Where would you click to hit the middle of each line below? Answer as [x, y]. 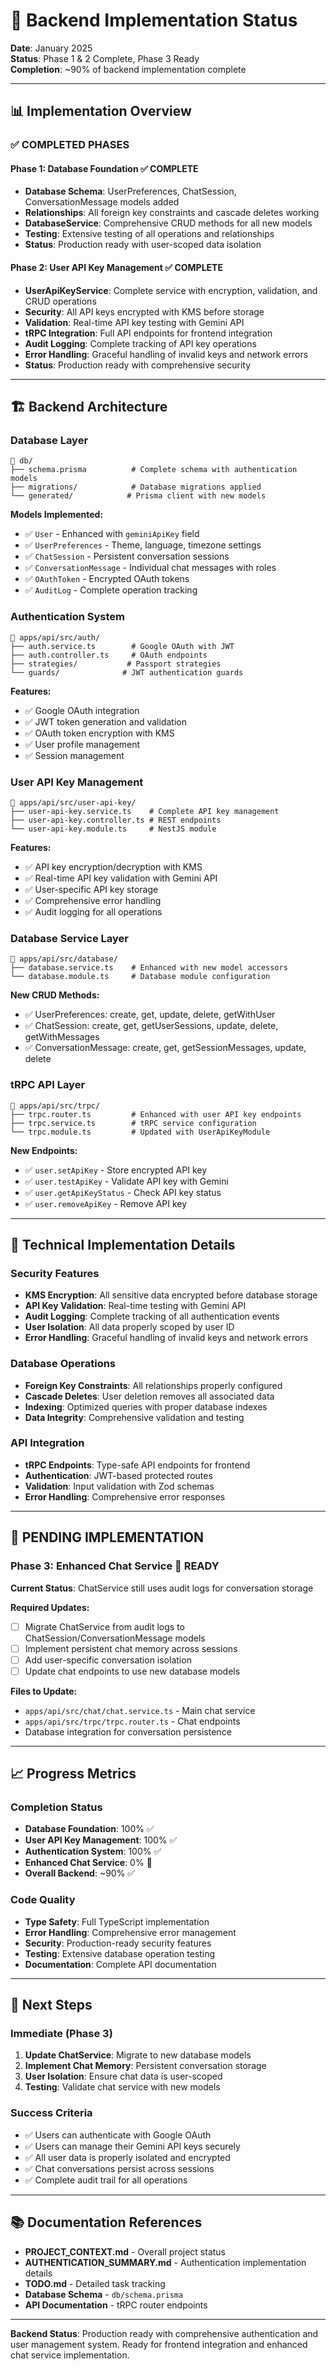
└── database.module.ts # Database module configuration [140, 977]
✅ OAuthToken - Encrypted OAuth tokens [107, 579]
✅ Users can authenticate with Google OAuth [118, 2135]
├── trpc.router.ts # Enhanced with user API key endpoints [156, 1114]
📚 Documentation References [106, 2222]
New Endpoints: [44, 1150]
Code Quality [43, 1900]
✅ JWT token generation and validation [105, 721]
